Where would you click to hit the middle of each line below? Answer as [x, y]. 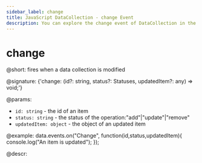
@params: [19, 100]
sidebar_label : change [35, 12]
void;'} [15, 88]
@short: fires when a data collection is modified [66, 69]
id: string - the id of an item [52, 111]
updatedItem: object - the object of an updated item [80, 124]
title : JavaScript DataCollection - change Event [70, 18]
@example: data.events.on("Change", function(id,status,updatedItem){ [94, 136]
